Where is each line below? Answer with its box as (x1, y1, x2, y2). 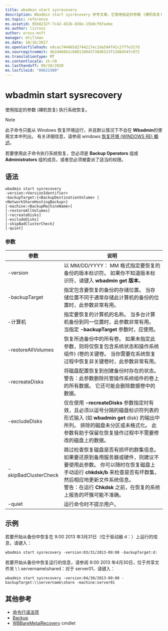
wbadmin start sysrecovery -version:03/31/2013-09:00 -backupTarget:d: (5, 550, 157, 555)
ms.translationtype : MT (5, 54, 55, 59)
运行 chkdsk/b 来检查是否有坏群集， (73, 469, 160, 476)
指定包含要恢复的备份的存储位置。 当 (63, 287, 151, 294)
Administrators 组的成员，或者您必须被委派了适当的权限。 (5, 156, 126, 162)
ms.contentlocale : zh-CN (5, 59, 57, 64)
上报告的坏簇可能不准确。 (63, 492, 124, 499)
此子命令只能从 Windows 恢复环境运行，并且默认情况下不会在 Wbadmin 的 (5, 127, 158, 133)
